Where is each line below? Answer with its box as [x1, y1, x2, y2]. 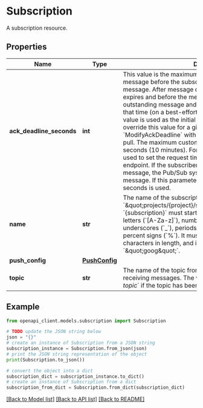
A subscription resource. [6, 24, 68, 31]
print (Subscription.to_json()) [6, 357, 85, 363]
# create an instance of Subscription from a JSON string [6, 340, 155, 346]
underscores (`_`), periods [123, 223, 197, 232]
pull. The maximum [123, 138, 177, 146]
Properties [6, 42, 47, 52]
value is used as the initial [123, 115, 196, 123]
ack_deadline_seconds [9, 127, 77, 135]
